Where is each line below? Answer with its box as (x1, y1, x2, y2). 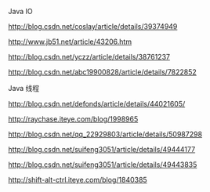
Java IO (8, 7, 33, 16)
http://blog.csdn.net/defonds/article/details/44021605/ (8, 100, 186, 108)
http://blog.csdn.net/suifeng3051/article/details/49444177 (8, 145, 196, 154)
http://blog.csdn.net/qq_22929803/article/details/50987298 (8, 129, 202, 139)
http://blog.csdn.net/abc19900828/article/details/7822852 (8, 67, 197, 77)
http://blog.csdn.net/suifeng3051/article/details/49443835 (8, 160, 197, 169)
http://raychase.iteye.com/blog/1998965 (8, 114, 139, 124)
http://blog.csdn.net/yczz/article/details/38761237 (8, 53, 171, 61)
